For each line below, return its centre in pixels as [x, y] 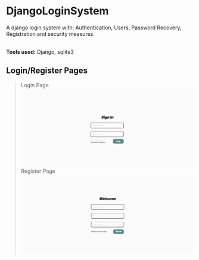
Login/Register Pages [47, 71]
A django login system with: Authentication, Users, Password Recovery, [94, 27]
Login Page [35, 85]
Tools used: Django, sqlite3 [40, 51]
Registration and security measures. [51, 33]
